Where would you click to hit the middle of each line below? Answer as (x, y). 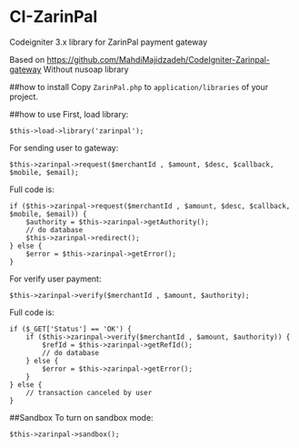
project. (24, 97)
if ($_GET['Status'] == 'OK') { (70, 329)
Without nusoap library (86, 69)
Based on (27, 59)
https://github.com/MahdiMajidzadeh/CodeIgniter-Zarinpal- (159, 59)
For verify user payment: (55, 279)
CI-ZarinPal (54, 17)
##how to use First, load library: (69, 114)
